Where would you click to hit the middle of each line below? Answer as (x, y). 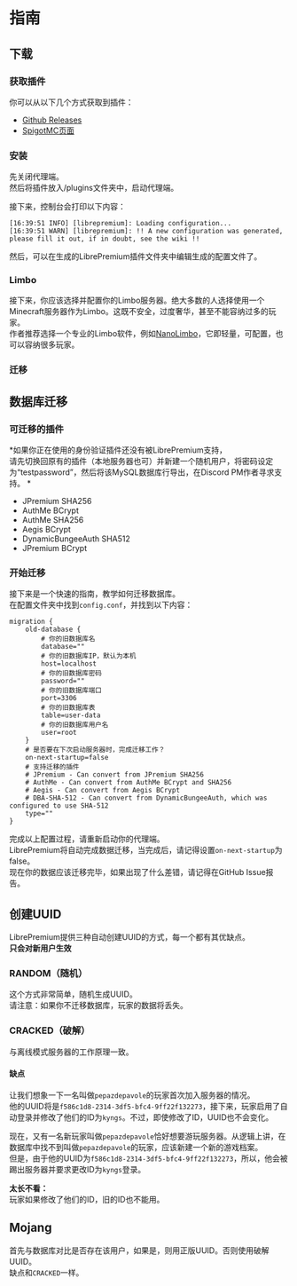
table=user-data (71, 715)
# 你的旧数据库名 (68, 639)
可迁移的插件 (37, 429)
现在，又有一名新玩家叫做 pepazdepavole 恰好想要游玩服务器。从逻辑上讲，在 (148, 1136)
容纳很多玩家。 (52, 345)
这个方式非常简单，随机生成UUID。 (73, 994)
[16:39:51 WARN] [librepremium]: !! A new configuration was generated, (146, 232)
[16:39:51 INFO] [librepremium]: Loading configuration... (121, 224)
